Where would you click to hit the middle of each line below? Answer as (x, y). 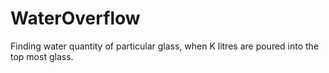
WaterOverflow (75, 18)
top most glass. (42, 56)
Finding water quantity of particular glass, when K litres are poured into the (165, 46)
